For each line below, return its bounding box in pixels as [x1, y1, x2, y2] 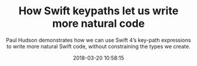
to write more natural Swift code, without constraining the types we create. [6, 43, 191, 50]
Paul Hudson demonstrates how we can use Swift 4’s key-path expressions [6, 36, 191, 43]
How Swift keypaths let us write [18, 4, 179, 18]
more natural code [52, 17, 145, 30]
